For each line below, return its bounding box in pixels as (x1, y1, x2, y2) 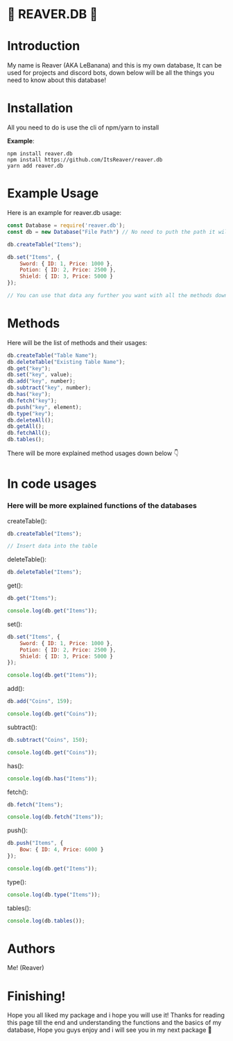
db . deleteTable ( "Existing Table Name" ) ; (7, 358, 126, 365)
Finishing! (7, 988, 66, 1004)
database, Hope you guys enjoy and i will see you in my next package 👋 (7, 1026, 212, 1034)
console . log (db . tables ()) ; (7, 917, 85, 924)
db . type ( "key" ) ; (7, 410, 54, 417)
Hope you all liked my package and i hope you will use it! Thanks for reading (7, 1011, 225, 1019)
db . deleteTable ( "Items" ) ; (7, 569, 82, 576)
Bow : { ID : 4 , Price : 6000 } (19, 846, 104, 853)
